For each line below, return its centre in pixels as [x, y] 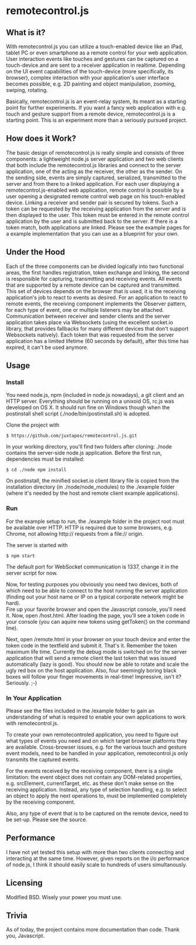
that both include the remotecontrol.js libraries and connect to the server [94, 165]
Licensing [24, 883]
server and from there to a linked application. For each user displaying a [93, 183]
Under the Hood [36, 252]
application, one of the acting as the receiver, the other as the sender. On [94, 171]
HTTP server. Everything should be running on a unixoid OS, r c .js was [90, 401]
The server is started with [37, 545]
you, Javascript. [25, 936]
